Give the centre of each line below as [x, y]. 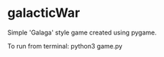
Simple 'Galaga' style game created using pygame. [82, 32]
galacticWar [44, 13]
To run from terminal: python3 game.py [65, 46]
